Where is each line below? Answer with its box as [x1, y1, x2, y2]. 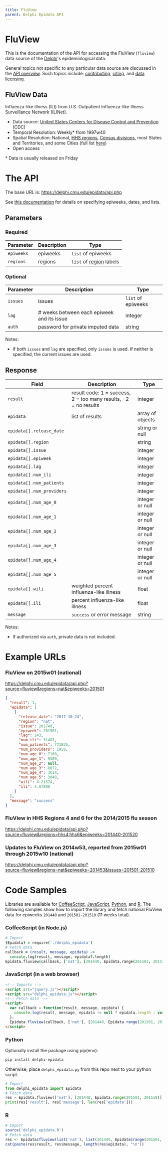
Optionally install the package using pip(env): [5, 1047, 98, 1053]
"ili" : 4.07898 [18, 784, 50, 789]
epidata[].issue [7, 447, 46, 453]
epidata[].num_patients [7, 480, 64, 485]
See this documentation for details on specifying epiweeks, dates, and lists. [5, 199, 161, 205]
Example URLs [5, 651, 66, 663]
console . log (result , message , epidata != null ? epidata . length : [14, 1010, 155, 1016]
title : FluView [5, 7, 37, 13]
